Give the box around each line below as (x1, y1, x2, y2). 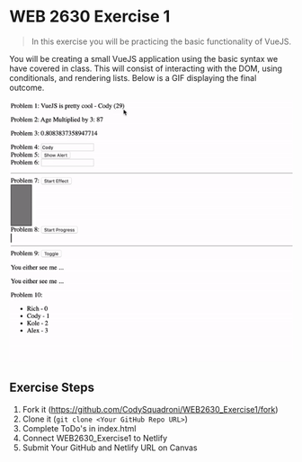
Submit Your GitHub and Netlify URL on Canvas (22, 442, 198, 453)
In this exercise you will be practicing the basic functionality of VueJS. (31, 36, 292, 47)
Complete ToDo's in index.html (22, 422, 137, 433)
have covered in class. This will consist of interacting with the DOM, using (9, 63, 283, 74)
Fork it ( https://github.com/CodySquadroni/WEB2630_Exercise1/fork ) (22, 404, 279, 414)
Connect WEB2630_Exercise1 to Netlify (22, 432, 168, 443)
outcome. (9, 82, 45, 93)
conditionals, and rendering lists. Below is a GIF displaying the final (9, 72, 257, 83)
